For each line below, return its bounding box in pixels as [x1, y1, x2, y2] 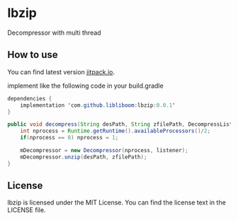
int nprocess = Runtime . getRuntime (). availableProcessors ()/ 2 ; [20, 127, 211, 135]
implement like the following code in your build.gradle [7, 81, 164, 90]
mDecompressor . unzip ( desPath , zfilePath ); [20, 154, 147, 161]
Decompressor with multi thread [7, 28, 101, 37]
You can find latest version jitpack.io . [7, 67, 115, 76]
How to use [7, 49, 58, 61]
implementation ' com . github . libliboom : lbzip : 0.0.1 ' [20, 101, 176, 109]
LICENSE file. [7, 206, 46, 214]
